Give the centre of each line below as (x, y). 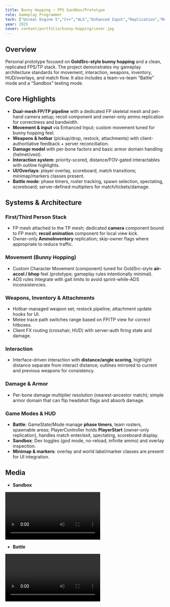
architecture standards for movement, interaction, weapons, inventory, (79, 72)
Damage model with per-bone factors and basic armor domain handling (88, 149)
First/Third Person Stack (36, 217)
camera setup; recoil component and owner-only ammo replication (94, 117)
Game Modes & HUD (31, 413)
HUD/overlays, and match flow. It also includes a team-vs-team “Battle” (80, 78)
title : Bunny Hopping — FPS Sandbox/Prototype (55, 10)
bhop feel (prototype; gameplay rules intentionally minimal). (90, 274)
